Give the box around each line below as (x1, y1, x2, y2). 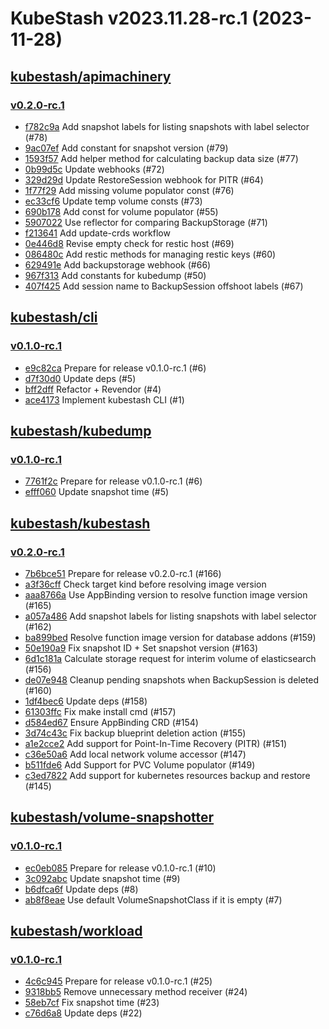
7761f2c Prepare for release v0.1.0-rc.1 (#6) (24, 475, 203, 487)
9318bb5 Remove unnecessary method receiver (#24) (24, 986, 248, 998)
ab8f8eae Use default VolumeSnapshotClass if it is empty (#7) (24, 893, 283, 906)
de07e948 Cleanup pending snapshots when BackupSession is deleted (24, 673, 320, 686)
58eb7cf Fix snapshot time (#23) (24, 997, 160, 1009)
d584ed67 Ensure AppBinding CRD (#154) (24, 716, 199, 728)
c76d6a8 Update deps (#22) (24, 1007, 143, 1019)
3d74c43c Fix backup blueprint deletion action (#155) (24, 727, 247, 739)
